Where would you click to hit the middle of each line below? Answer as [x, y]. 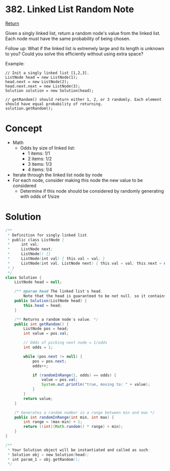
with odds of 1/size [40, 196]
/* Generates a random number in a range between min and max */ [85, 412]
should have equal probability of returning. [54, 104]
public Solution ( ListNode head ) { [51, 301]
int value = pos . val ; [46, 334]
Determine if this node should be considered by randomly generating [92, 191]
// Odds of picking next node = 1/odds [66, 343]
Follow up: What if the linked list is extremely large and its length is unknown [85, 48]
